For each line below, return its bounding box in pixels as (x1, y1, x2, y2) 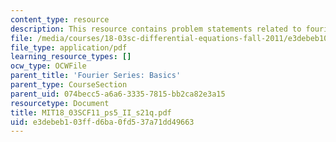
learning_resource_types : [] (10, 52, 132, 62)
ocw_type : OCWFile (10, 61, 87, 71)
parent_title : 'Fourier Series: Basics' (10, 71, 182, 81)
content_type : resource (10, 14, 110, 25)
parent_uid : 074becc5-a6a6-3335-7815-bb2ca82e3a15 (10, 89, 226, 99)
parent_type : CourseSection (10, 80, 128, 90)
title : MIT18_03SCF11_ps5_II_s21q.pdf (10, 107, 172, 118)
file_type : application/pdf (10, 42, 128, 53)
